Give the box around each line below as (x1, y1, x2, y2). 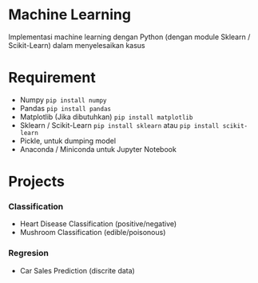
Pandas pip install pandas (19, 103, 112, 113)
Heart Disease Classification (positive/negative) (19, 219, 177, 229)
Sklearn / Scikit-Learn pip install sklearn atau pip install (19, 120, 220, 130)
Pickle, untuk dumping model (19, 136, 117, 145)
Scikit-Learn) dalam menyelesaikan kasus (8, 40, 145, 50)
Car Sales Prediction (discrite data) (19, 265, 136, 275)
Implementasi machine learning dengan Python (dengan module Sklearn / (8, 32, 251, 42)
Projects (8, 173, 65, 191)
